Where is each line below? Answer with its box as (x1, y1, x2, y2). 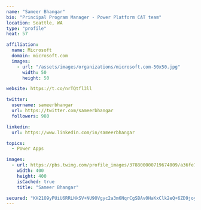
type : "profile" (6, 25, 47, 32)
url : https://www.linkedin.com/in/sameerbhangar (11, 129, 135, 135)
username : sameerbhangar (11, 102, 74, 108)
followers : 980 (11, 113, 50, 119)
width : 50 (22, 69, 47, 75)
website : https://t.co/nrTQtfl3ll (6, 86, 93, 92)
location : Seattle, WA (6, 20, 63, 26)
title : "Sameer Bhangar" (17, 184, 79, 190)
